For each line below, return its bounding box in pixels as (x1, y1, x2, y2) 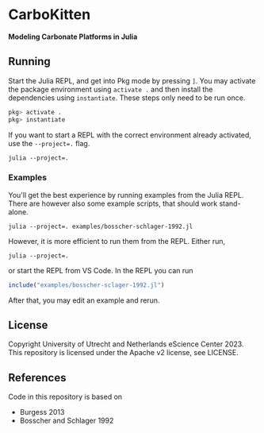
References (8, 371, 67, 385)
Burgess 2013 (19, 408, 65, 417)
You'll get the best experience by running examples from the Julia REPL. (8, 190, 244, 199)
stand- (219, 199, 241, 208)
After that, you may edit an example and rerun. (8, 296, 160, 305)
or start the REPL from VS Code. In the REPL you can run (8, 265, 193, 275)
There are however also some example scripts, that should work (8, 199, 218, 208)
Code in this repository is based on (8, 392, 123, 402)
